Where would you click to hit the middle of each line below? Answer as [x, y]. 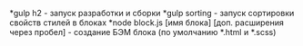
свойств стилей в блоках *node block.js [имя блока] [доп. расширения [146, 23]
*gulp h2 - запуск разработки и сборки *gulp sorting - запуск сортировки [152, 13]
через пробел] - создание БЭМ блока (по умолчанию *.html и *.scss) [143, 32]
